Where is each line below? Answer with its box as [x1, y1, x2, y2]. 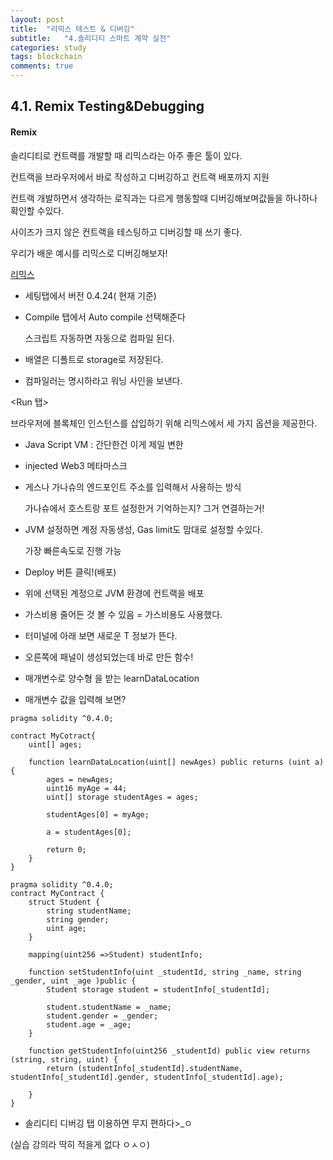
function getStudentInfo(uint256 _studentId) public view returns [28, 1046, 311, 1056]
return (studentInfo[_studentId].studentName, [46, 1063, 244, 1073]
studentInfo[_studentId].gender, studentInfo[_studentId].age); [10, 1072, 284, 1082]
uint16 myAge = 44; [46, 783, 128, 793]
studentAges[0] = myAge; [46, 809, 150, 820]
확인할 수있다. [10, 204, 65, 216]
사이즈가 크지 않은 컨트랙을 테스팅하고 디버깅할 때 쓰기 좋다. [10, 226, 243, 238]
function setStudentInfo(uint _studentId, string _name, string [28, 967, 302, 977]
